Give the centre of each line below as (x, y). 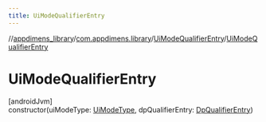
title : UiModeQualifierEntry (57, 16)
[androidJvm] (31, 101)
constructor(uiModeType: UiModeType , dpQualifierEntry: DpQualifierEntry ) (131, 109)
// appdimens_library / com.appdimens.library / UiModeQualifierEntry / (117, 38)
